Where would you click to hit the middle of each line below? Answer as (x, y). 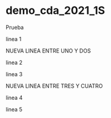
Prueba (15, 27)
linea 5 (14, 109)
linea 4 (14, 97)
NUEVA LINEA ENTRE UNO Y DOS (49, 51)
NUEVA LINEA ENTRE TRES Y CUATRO (54, 86)
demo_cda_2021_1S (55, 11)
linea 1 (14, 39)
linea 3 (14, 74)
